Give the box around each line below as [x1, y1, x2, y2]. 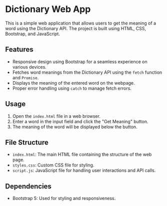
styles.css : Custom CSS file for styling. [12, 162, 94, 168]
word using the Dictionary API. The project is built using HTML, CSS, [5, 25, 146, 31]
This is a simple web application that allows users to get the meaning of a [5, 20, 156, 26]
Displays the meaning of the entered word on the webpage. [12, 80, 135, 86]
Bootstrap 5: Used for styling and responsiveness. [12, 195, 116, 201]
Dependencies [5, 182, 51, 190]
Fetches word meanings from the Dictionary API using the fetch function [12, 69, 162, 75]
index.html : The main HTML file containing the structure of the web [12, 151, 152, 157]
